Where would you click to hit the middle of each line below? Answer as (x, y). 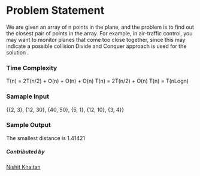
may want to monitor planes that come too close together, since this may (96, 40)
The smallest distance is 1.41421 (46, 138)
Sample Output (28, 125)
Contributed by (25, 152)
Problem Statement (55, 10)
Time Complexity (32, 68)
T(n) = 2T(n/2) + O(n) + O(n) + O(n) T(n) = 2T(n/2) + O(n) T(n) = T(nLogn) (98, 81)
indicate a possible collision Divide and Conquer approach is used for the (96, 46)
